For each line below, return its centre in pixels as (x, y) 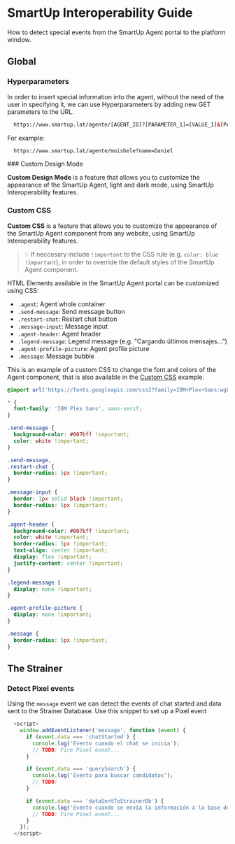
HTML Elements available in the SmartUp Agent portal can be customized (113, 283)
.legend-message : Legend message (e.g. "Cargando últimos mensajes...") (122, 341)
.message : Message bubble (56, 356)
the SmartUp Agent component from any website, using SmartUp (101, 233)
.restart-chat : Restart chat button (67, 319)
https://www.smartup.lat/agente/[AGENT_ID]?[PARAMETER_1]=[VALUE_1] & (117, 124)
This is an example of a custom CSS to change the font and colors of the (112, 369)
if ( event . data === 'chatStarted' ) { (81, 737)
